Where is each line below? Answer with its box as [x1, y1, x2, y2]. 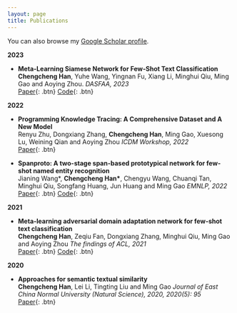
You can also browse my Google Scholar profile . [7, 36, 149, 45]
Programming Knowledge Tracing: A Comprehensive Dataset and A [17, 115, 223, 123]
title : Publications [7, 17, 69, 24]
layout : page [7, 10, 46, 18]
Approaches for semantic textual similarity [17, 274, 148, 283]
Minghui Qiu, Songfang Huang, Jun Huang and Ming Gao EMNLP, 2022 [17, 181, 228, 190]
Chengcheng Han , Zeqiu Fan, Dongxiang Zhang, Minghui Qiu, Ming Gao [17, 232, 231, 240]
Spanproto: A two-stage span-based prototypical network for [17, 158, 206, 168]
